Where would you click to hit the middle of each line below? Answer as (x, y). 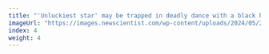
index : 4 (23, 30)
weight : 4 (25, 38)
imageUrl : (25, 23)
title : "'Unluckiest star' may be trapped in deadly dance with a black (132, 15)
